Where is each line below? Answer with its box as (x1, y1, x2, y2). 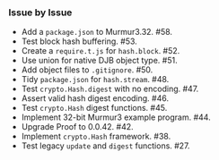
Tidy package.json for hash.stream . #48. (21, 74, 170, 85)
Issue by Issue (8, 6, 73, 19)
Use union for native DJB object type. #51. (21, 55, 178, 66)
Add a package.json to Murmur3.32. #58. (21, 27, 172, 38)
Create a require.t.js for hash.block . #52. (21, 46, 180, 56)
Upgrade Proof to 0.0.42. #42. (21, 122, 134, 132)
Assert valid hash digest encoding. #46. (21, 93, 170, 104)
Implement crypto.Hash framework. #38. (21, 131, 171, 142)
